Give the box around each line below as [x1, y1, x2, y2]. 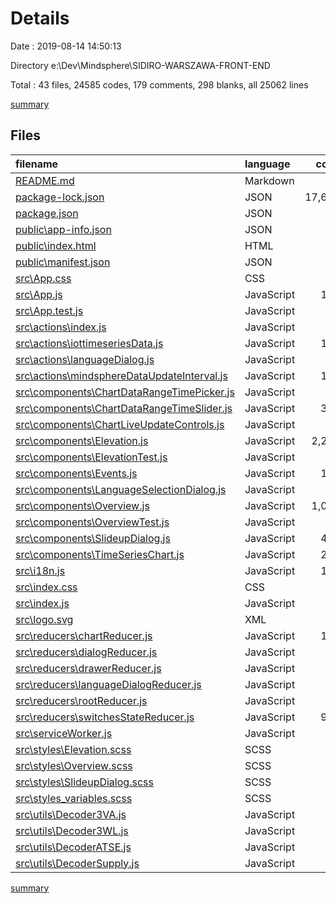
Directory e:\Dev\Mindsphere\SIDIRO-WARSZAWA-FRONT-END [10, 59, 271, 71]
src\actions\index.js [15, 320, 107, 334]
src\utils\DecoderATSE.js [15, 840, 132, 854]
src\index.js [15, 596, 70, 610]
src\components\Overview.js [15, 498, 150, 512]
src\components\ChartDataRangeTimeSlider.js [15, 401, 233, 415]
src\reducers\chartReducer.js [15, 628, 153, 642]
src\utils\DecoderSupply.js [15, 856, 140, 870]
